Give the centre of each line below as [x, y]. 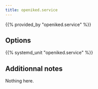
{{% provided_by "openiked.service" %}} [48, 24]
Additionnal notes [34, 68]
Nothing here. [20, 81]
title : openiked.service [31, 10]
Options [18, 40]
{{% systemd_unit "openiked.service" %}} [49, 53]
